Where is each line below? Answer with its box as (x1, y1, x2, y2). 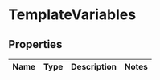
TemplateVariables (8, 6, 137, 24)
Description (71, 62, 117, 72)
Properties (8, 38, 63, 51)
